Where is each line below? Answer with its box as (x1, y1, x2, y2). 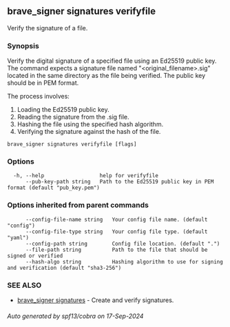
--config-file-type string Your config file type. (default (25, 228, 208, 235)
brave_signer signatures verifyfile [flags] (7, 141, 137, 148)
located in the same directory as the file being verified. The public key (7, 72, 206, 80)
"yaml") (7, 234, 30, 241)
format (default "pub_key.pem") (7, 184, 100, 192)
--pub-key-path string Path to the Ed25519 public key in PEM (25, 179, 214, 186)
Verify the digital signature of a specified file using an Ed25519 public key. (7, 57, 217, 65)
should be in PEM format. (7, 79, 79, 87)
